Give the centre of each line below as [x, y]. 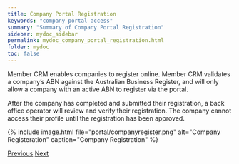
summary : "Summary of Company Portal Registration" [86, 27]
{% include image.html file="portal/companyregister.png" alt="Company [114, 132]
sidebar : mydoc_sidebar [43, 34]
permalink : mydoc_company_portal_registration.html [86, 41]
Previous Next [28, 153]
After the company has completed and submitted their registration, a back [116, 103]
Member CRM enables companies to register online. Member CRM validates [119, 74]
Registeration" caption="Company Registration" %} [83, 139]
